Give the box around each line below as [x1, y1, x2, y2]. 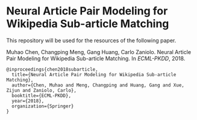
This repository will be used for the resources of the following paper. [6, 37, 177, 44]
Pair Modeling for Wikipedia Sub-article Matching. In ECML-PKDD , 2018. [6, 55, 186, 62]
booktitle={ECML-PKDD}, [11, 92, 71, 98]
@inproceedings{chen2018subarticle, [6, 66, 98, 73]
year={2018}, [11, 98, 45, 104]
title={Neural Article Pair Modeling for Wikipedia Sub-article [11, 71, 177, 77]
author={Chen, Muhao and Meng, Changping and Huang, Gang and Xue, [11, 82, 185, 88]
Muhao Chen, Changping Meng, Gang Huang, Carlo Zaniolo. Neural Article [6, 48, 192, 55]
